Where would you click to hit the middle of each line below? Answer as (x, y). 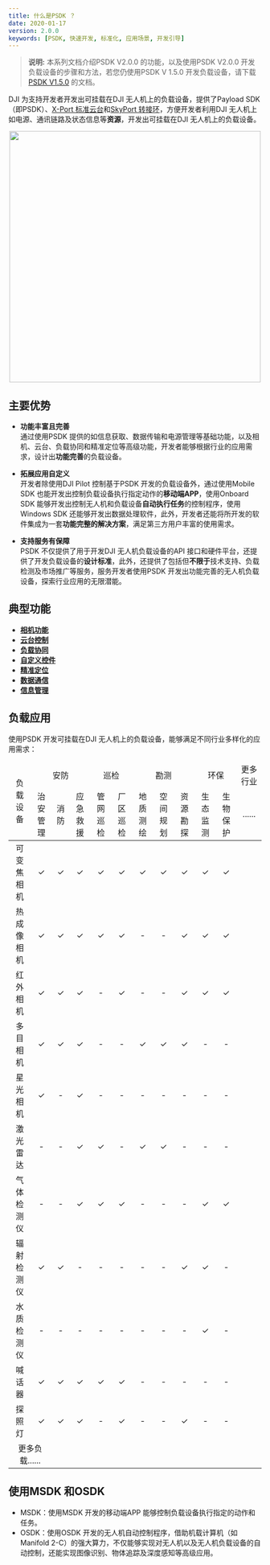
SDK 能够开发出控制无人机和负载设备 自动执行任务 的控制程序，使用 (130, 504)
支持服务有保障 (45, 541)
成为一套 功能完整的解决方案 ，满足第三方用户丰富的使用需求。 (136, 524)
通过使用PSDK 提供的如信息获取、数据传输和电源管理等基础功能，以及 (136, 437)
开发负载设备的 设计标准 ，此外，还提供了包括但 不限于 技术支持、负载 (147, 561)
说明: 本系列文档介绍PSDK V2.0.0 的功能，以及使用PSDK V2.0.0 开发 (141, 62)
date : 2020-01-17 (37, 23)
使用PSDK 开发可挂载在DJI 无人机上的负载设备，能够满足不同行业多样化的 (131, 739)
